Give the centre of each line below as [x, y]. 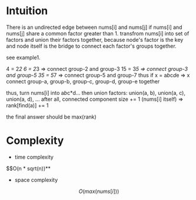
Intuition [27, 11]
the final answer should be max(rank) [52, 117]
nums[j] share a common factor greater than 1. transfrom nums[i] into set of [98, 33]
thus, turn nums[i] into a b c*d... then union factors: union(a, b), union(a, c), [96, 93]
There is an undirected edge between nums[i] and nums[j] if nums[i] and [94, 27]
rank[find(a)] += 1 [27, 105]
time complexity [34, 157]
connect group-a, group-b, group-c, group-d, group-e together [83, 81]
